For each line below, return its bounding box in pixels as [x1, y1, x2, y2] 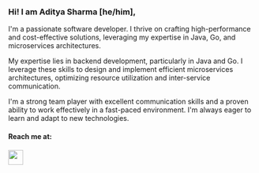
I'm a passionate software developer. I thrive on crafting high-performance [8, 24, 251, 34]
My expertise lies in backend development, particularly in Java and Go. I [8, 56, 243, 66]
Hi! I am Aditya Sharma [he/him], [8, 6, 137, 17]
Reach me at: [8, 131, 53, 141]
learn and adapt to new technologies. [8, 114, 129, 123]
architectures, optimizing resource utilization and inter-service [8, 73, 211, 83]
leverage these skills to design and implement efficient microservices [8, 65, 234, 74]
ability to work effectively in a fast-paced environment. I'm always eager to [8, 105, 252, 115]
